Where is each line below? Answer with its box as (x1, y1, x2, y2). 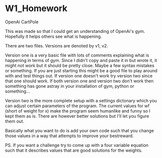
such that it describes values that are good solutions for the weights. (5, 147, 143, 153)
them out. (5, 118, 24, 124)
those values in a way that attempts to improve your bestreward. (5, 133, 134, 139)
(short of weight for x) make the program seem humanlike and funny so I (5, 108, 151, 114)
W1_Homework (5, 3, 68, 14)
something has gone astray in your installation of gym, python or (5, 83, 135, 89)
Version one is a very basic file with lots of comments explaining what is (5, 52, 149, 58)
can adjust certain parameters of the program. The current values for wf (5, 103, 150, 109)
